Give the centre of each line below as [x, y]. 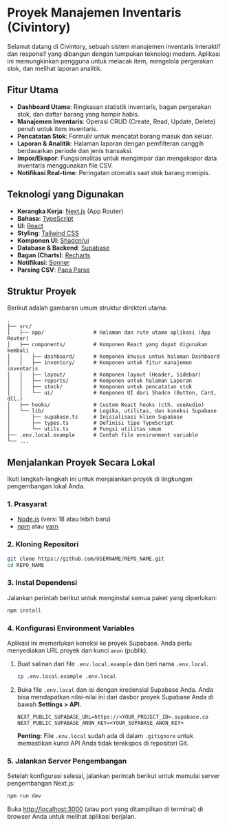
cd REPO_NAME [26, 565]
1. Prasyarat [27, 504]
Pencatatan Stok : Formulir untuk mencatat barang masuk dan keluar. [115, 136]
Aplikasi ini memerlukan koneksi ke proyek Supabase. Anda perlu [100, 643]
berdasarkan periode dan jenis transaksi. [75, 150]
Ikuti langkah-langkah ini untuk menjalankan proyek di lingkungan [100, 479]
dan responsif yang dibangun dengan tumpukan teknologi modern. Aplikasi [114, 54]
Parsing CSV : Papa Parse [53, 270]
